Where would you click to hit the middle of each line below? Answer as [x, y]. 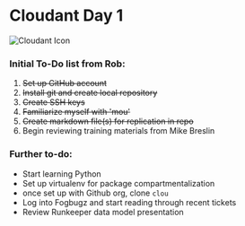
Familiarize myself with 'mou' [76, 112]
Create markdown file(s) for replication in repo [108, 121]
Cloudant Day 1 [66, 16]
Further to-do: [41, 154]
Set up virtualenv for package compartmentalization [118, 183]
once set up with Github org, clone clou [95, 193]
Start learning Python [61, 174]
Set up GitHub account [65, 83]
